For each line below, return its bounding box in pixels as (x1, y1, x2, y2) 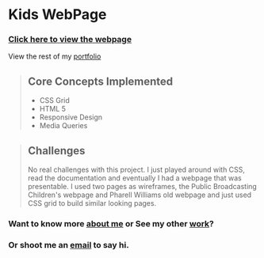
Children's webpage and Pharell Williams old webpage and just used (27, 190, 252, 199)
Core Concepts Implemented (27, 74, 174, 88)
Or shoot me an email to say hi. (8, 239, 129, 250)
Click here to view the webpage (8, 34, 132, 45)
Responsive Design (39, 112, 103, 122)
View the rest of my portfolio (8, 51, 101, 61)
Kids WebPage (8, 6, 107, 24)
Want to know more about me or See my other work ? (8, 218, 214, 230)
